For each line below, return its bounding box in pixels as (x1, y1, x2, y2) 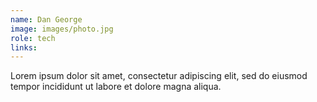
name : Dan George (10, 14, 83, 25)
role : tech (10, 33, 56, 43)
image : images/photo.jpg (10, 24, 114, 34)
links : (10, 42, 38, 53)
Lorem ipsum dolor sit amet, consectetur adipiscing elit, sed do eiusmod (10, 70, 308, 82)
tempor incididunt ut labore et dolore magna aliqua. (10, 81, 222, 93)
